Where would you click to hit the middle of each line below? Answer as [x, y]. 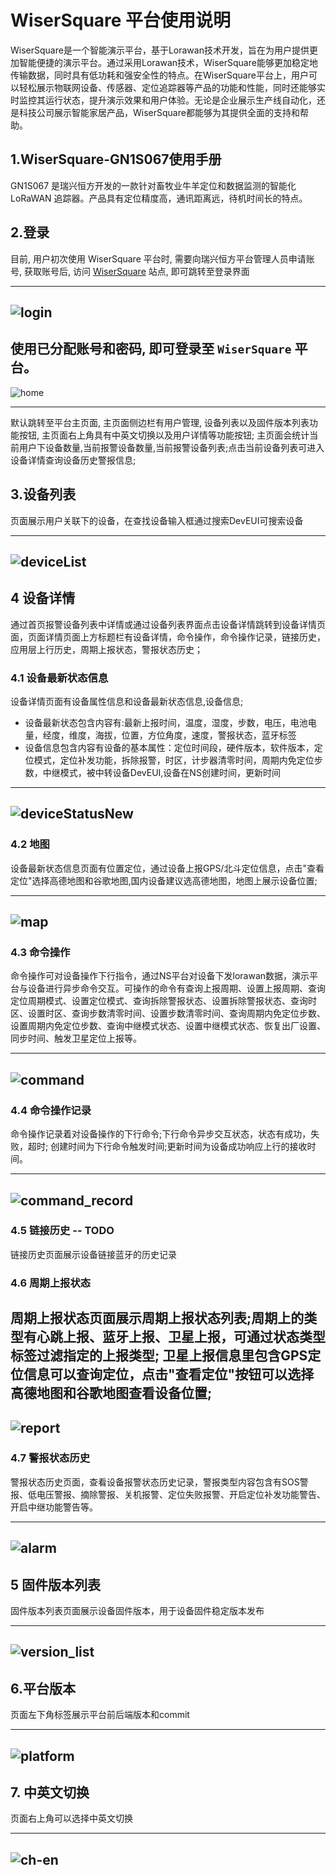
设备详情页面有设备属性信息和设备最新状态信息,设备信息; [127, 702]
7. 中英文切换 [50, 1792]
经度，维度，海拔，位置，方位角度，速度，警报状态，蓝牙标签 [169, 735]
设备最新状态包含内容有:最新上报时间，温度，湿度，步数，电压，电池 [166, 723]
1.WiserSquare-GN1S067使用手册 [116, 159]
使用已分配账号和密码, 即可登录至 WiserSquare [151, 349]
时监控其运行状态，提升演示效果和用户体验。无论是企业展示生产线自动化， [163, 100]
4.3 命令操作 [40, 953]
